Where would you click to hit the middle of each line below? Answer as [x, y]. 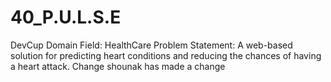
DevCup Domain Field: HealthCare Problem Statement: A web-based [151, 45]
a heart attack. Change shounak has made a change [118, 66]
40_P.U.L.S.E [66, 17]
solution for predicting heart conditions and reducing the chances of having [166, 55]
